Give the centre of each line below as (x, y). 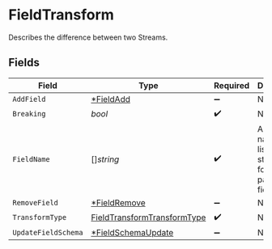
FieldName (31, 159)
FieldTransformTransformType (149, 217)
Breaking (29, 114)
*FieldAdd (111, 99)
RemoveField (36, 203)
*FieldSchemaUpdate (132, 232)
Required (232, 85)
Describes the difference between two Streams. (88, 37)
